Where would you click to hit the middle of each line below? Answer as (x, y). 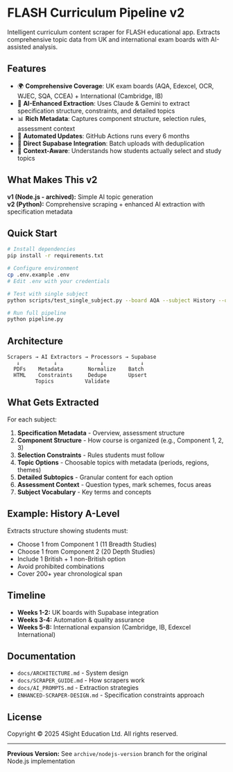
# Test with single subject (48, 293)
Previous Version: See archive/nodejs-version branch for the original (107, 754)
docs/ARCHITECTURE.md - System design (72, 673)
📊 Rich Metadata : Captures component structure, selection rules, (112, 118)
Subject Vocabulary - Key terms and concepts (84, 492)
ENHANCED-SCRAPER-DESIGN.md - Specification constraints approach (111, 695)
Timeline (27, 596)
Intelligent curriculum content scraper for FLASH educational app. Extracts (114, 32)
